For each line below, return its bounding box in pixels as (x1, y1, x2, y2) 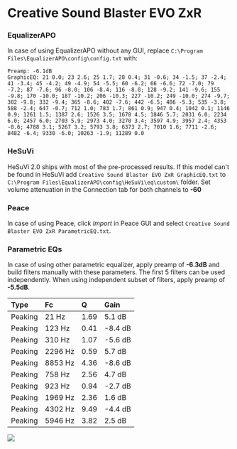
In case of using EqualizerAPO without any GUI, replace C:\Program (7, 46, 204, 55)
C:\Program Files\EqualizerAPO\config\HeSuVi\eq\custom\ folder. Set (7, 178, 211, 186)
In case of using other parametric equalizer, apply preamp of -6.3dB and (7, 261, 220, 269)
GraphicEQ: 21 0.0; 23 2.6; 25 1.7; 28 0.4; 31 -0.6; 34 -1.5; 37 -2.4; (7, 74, 227, 81)
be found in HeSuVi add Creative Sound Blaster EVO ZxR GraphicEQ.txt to (7, 170, 226, 178)
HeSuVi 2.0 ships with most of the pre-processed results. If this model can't (7, 162, 229, 171)
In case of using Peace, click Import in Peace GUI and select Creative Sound (7, 219, 231, 228)
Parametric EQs (7, 244, 62, 254)
